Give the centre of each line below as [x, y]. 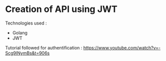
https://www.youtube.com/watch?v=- [122, 47]
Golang [20, 32]
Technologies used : [26, 23]
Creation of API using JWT [61, 9]
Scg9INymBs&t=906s [27, 53]
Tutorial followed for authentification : [44, 47]
